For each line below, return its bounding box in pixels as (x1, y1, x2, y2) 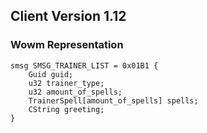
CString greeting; (28, 104, 105, 114)
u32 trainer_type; (28, 78, 105, 88)
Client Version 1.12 (10, 8, 127, 25)
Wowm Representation (10, 38, 124, 52)
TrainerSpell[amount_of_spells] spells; (28, 95, 199, 106)
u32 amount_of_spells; (28, 87, 123, 97)
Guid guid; (28, 69, 74, 79)
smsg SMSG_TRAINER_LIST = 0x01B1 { (10, 60, 159, 71)
